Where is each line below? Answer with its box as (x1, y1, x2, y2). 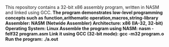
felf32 (5, 31, 19, 36)
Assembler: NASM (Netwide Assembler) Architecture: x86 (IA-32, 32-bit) (5, 20, 163, 26)
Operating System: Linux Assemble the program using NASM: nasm (5, 25, 151, 31)
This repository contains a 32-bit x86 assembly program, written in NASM (5, 4, 159, 10)
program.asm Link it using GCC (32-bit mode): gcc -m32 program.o (19, 31, 164, 36)
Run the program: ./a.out (5, 36, 58, 42)
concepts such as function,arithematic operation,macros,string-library (5, 15, 158, 20)
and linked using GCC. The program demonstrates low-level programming (5, 9, 163, 15)
